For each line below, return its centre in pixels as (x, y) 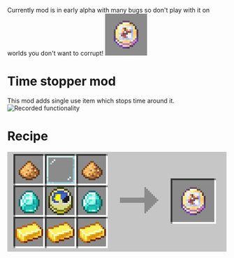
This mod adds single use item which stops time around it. (91, 100)
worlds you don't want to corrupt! (56, 53)
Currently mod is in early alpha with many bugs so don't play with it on (109, 10)
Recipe (28, 136)
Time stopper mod (62, 81)
